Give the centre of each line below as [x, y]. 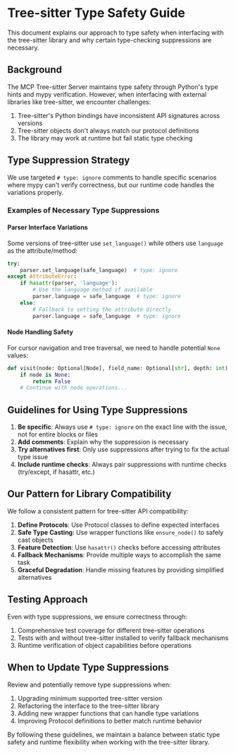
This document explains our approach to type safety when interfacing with [116, 32]
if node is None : [45, 375]
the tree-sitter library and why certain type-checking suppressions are [110, 40]
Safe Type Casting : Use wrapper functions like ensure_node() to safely [120, 532]
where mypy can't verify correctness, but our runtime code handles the [111, 184]
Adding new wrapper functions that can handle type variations [108, 713]
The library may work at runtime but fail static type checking [105, 138]
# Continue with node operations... [74, 388]
